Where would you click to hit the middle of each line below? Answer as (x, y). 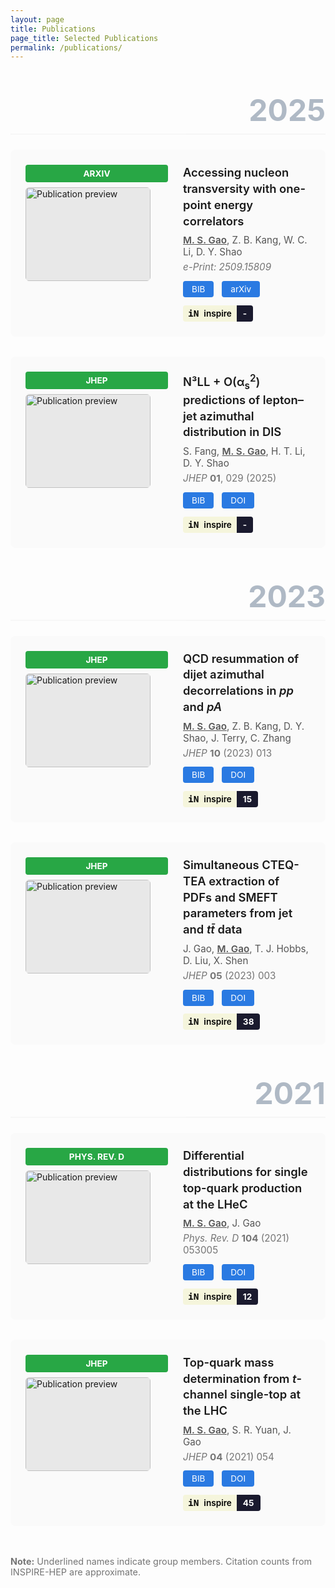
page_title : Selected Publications (84, 38)
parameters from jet (238, 913)
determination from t (240, 1378)
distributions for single (245, 1172)
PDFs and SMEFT (230, 897)
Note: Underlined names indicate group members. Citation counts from (161, 1562)
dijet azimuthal (224, 674)
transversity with (230, 188)
